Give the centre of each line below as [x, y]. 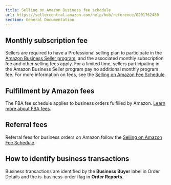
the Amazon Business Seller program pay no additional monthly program [82, 69]
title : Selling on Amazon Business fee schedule [58, 10]
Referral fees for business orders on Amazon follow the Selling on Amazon [84, 137]
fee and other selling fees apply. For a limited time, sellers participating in [82, 64]
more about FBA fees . [28, 109]
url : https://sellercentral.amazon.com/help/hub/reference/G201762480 [82, 15]
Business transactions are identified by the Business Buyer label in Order [83, 171]
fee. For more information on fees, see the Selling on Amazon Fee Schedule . [86, 75]
